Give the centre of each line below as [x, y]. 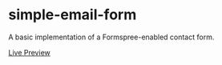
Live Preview [29, 52]
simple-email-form [73, 15]
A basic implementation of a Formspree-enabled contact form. [111, 37]
